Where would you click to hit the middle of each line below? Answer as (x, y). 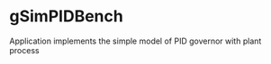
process (24, 50)
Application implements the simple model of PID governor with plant (135, 41)
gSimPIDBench (66, 16)
